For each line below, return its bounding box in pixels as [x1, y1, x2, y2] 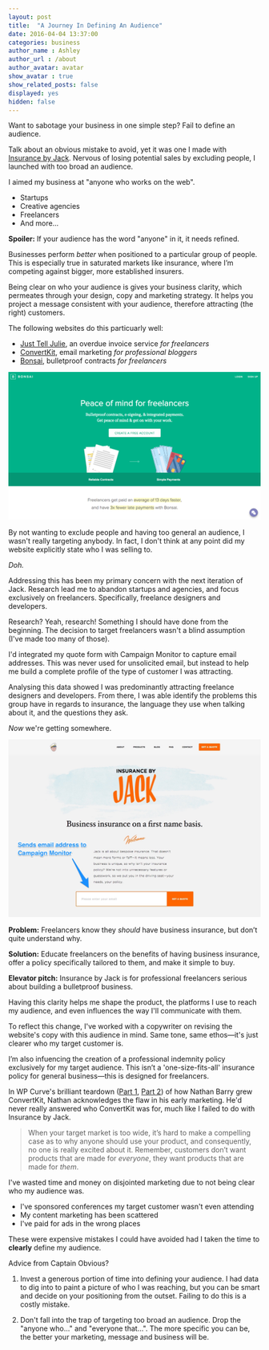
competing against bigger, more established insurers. [8, 267, 184, 276]
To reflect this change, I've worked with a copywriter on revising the [8, 1022, 233, 1031]
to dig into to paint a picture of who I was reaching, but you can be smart [19, 1283, 260, 1292]
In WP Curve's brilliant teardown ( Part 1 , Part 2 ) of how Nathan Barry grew [8, 1087, 253, 1096]
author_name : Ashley [8, 47, 81, 55]
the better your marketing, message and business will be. [19, 1332, 210, 1342]
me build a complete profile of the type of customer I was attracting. [8, 667, 234, 676]
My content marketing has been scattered [19, 1210, 159, 1220]
